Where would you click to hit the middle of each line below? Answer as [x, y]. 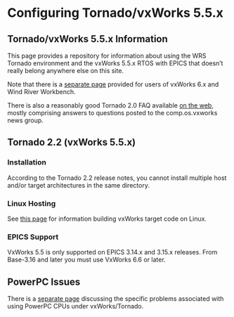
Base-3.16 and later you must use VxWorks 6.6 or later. [87, 260]
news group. [25, 120]
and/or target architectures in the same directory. [78, 185]
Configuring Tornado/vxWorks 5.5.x [115, 13]
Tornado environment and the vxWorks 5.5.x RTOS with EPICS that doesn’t [115, 63]
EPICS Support [33, 237]
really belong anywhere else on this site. [66, 71]
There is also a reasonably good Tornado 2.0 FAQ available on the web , [111, 105]
